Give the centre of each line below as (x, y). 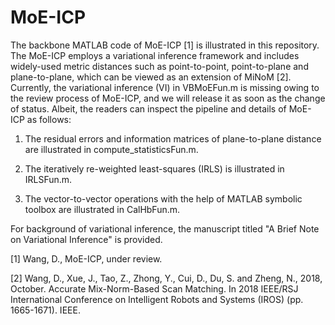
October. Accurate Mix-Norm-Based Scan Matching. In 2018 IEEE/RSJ (154, 288)
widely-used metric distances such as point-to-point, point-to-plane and (159, 66)
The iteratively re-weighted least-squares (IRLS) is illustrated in (154, 168)
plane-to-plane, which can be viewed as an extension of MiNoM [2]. (151, 77)
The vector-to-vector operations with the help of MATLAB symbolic (163, 198)
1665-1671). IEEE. (45, 310)
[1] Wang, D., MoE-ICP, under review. (86, 258)
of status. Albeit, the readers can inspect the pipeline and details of (148, 108)
